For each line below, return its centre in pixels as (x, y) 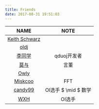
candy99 (24, 89)
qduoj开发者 (68, 56)
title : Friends (20, 10)
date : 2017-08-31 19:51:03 (32, 14)
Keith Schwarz (24, 39)
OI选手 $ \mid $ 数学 (68, 90)
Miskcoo (24, 81)
